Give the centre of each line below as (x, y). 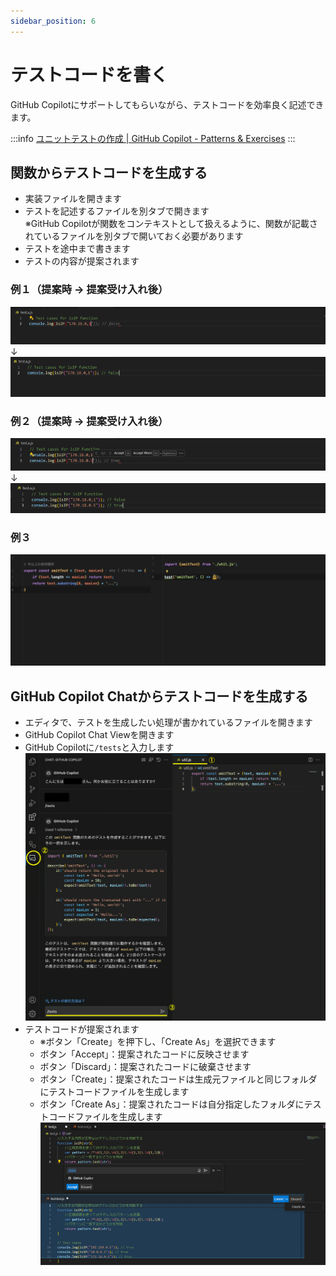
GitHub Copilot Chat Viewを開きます (99, 735)
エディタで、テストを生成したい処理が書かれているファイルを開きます (168, 722)
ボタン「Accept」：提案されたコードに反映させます (144, 1054)
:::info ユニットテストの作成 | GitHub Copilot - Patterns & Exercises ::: (153, 138)
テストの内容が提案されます (82, 261)
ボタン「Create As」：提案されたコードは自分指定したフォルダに (172, 1104)
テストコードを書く (89, 74)
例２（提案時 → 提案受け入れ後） (89, 422)
